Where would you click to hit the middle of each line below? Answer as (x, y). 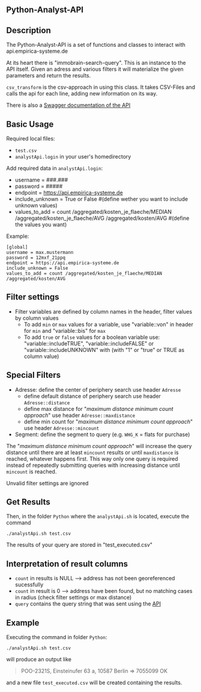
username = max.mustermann (40, 253)
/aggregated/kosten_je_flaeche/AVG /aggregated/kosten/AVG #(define (102, 218)
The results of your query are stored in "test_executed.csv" (79, 545)
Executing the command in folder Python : (57, 637)
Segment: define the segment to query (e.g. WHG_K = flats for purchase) (102, 434)
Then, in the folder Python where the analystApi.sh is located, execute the (98, 517)
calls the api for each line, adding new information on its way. (82, 94)
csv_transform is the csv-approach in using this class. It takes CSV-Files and (101, 87)
